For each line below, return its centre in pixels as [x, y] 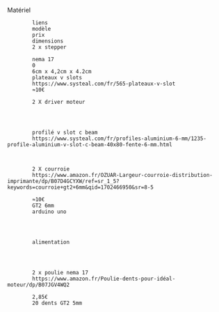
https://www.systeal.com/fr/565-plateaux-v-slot [104, 84]
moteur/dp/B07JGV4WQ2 [39, 285]
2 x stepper [50, 47]
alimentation [51, 242]
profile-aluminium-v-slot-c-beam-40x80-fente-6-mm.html [90, 145]
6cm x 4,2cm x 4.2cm [62, 72]
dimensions [48, 41]
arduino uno [50, 212]
